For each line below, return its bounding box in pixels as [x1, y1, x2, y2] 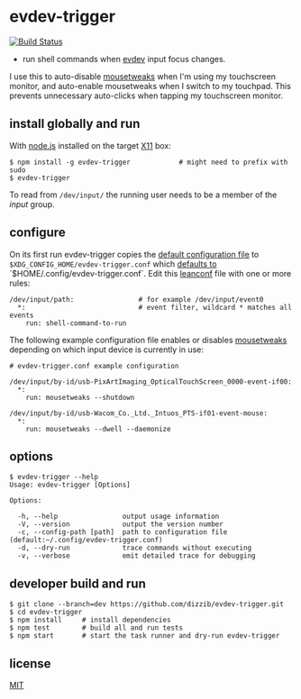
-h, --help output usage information [17, 512, 220, 522]
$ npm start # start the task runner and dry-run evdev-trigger [9, 631, 280, 640]
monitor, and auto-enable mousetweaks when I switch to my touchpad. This [9, 80, 291, 91]
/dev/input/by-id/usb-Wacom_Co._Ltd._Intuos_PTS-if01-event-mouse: [9, 408, 269, 418]
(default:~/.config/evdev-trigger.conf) [9, 536, 164, 545]
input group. [9, 198, 55, 209]
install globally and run [9, 116, 141, 132]
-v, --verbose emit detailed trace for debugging [17, 551, 256, 560]
